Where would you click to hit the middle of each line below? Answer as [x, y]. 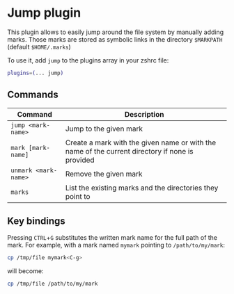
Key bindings [37, 221]
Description [144, 114]
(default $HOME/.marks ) [39, 47]
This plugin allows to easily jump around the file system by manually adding [116, 32]
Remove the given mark [104, 174]
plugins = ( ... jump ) [36, 73]
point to [78, 196]
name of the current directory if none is [129, 151]
